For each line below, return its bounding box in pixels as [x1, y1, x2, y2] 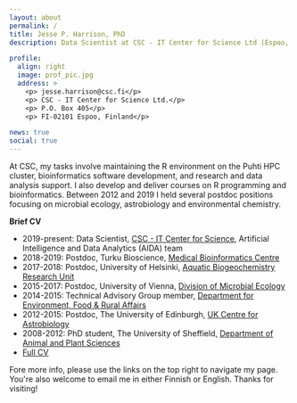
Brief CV [9, 216, 42, 226]
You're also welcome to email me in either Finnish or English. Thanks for [9, 374, 274, 384]
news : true [9, 128, 50, 137]
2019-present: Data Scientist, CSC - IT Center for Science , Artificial [21, 234, 269, 243]
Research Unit [21, 271, 75, 282]
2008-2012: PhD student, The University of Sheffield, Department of [21, 328, 274, 339]
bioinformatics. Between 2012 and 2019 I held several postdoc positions [9, 189, 274, 200]
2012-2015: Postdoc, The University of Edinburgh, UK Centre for [21, 309, 259, 319]
